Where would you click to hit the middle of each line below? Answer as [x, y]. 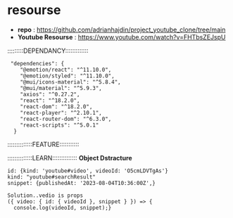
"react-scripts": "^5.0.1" [59, 125]
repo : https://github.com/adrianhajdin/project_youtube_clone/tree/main [121, 30]
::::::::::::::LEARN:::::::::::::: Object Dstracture [70, 158]
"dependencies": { [37, 63]
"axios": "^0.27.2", [50, 94]
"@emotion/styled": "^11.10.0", [67, 76]
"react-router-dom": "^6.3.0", [66, 119]
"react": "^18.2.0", [50, 101]
